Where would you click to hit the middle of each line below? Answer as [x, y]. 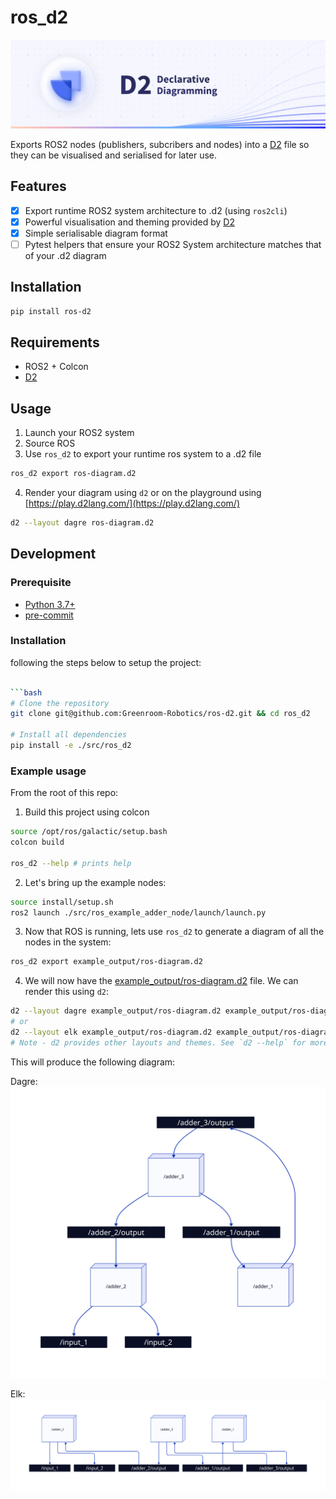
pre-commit [49, 615]
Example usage [48, 771]
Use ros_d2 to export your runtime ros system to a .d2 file [143, 454]
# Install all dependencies [69, 735]
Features [38, 186]
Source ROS [50, 443]
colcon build [37, 842]
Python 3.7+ [50, 604]
